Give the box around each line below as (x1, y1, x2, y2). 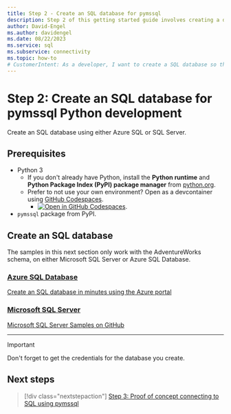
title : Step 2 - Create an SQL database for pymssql (7, 10, 162, 17)
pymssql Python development (7, 105, 182, 121)
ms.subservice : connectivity (7, 49, 91, 56)
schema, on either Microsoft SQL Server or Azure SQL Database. (7, 255, 191, 264)
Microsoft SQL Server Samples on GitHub (7, 321, 125, 329)
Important (7, 341, 35, 349)
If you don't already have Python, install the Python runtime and (27, 173, 210, 182)
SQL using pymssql (23, 399, 79, 407)
